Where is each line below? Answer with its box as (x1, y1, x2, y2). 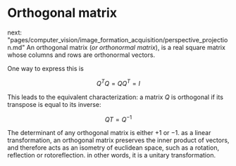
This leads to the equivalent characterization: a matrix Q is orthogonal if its (7, 93, 224, 101)
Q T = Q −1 (104, 114, 132, 124)
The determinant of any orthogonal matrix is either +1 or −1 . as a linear (7, 129, 211, 137)
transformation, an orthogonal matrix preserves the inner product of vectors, (7, 136, 230, 145)
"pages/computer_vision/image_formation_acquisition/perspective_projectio (7, 35, 228, 44)
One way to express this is (7, 64, 85, 72)
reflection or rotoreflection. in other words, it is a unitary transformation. (7, 151, 216, 160)
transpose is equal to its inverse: (7, 100, 101, 108)
